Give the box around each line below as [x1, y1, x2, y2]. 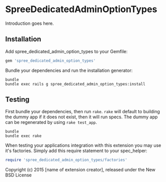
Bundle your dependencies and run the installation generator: [5, 67, 133, 73]
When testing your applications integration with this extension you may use [5, 143, 161, 149]
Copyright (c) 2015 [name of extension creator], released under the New [5, 167, 155, 173]
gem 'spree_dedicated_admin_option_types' [5, 58, 96, 63]
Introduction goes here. [5, 20, 54, 26]
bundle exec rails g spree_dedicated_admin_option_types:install [5, 81, 145, 86]
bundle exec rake [5, 133, 42, 139]
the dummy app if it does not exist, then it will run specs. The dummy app [5, 114, 158, 120]
